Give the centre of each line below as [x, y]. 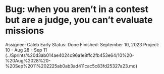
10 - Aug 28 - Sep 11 [26, 50]
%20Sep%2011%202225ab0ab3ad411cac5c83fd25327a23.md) [71, 66]
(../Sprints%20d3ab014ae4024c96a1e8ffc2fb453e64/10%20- [70, 55]
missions [25, 31]
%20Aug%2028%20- [28, 60]
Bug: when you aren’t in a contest [77, 9]
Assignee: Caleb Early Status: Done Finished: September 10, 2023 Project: [83, 44]
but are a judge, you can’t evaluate [79, 20]
